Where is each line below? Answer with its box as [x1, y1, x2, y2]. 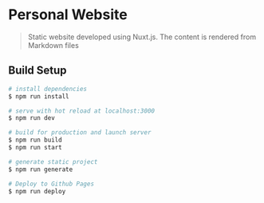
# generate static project [8, 157, 98, 165]
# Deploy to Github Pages [8, 180, 94, 188]
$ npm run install [8, 92, 69, 101]
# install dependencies [8, 85, 88, 93]
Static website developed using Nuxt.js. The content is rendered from [27, 32, 257, 42]
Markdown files [27, 40, 80, 50]
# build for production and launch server [8, 129, 152, 137]
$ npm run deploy [8, 187, 66, 195]
